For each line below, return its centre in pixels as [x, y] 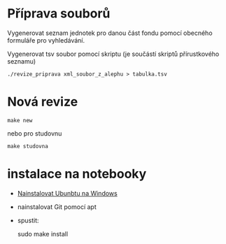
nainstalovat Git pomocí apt [57, 207]
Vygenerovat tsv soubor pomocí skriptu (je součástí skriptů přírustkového [113, 54]
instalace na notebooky [77, 174]
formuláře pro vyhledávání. [46, 40]
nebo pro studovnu [35, 133]
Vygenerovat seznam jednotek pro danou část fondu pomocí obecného [110, 33]
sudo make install [43, 234]
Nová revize [43, 102]
